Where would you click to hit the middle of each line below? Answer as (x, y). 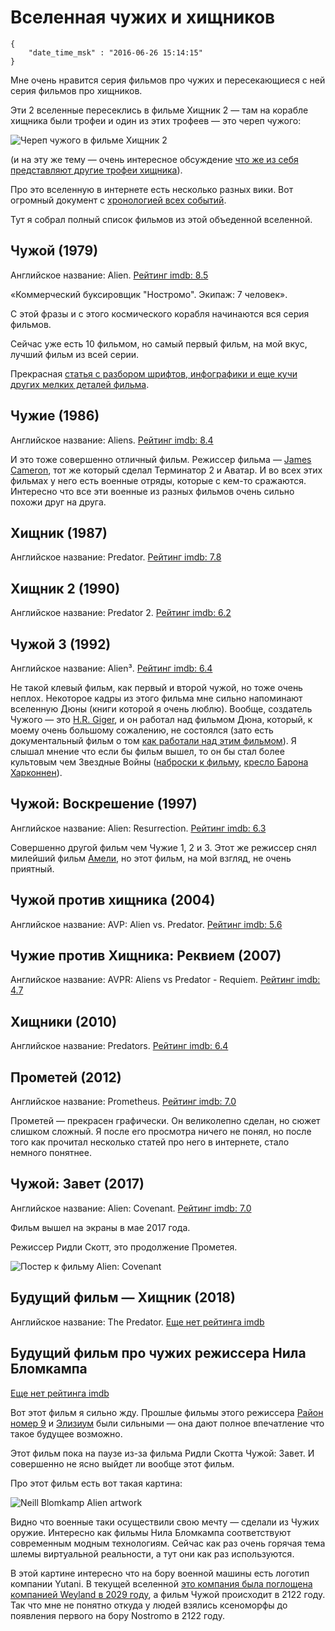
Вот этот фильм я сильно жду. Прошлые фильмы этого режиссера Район (167, 1412)
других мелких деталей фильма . (80, 384)
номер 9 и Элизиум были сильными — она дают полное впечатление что (167, 1423)
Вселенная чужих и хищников (143, 17)
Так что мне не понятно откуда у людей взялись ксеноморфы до (149, 1605)
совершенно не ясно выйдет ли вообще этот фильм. (122, 1463)
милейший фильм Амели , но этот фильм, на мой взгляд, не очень (151, 858)
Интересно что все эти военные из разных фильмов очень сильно (152, 491)
